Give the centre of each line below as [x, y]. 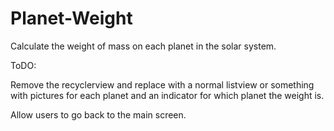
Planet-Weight [71, 18]
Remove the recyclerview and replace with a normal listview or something [162, 84]
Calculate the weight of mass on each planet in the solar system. [143, 46]
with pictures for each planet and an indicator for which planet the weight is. [167, 95]
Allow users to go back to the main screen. [98, 114]
